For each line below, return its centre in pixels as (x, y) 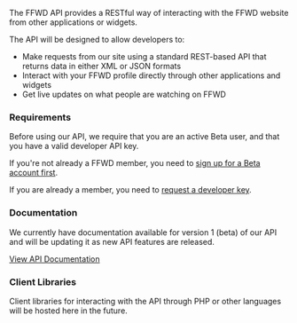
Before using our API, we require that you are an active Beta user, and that (145, 137)
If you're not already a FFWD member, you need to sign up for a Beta (135, 163)
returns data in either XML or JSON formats (102, 66)
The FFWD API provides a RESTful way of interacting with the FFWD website (149, 13)
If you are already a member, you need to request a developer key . (131, 190)
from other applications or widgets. (73, 22)
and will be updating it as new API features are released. (112, 241)
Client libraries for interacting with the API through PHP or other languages (145, 301)
